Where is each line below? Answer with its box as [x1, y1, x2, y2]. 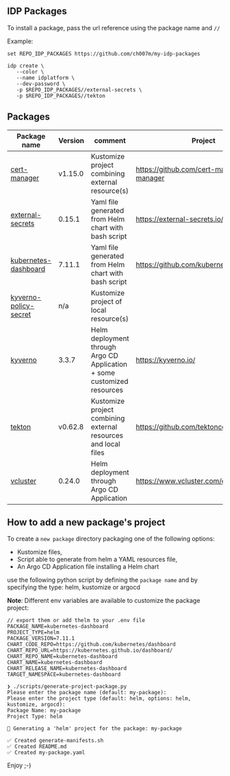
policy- [10, 301, 35, 310]
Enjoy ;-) [7, 762, 31, 770]
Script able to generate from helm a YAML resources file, [16, 556, 178, 564]
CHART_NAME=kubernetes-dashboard [7, 659, 103, 666]
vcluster [10, 476, 37, 486]
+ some [90, 367, 115, 377]
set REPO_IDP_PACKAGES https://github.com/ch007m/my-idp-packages [7, 50, 201, 57]
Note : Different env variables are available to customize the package [7, 597, 201, 605]
